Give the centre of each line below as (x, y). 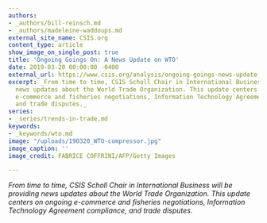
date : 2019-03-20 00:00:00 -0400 (64, 67)
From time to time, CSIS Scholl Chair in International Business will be (120, 185)
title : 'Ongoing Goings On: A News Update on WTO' (94, 60)
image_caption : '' (39, 148)
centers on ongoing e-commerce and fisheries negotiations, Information (127, 202)
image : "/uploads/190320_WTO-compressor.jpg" (85, 141)
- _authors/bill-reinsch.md (55, 23)
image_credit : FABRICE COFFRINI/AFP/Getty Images (92, 156)
